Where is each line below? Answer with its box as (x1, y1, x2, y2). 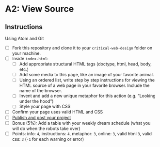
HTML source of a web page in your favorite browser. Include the (19, 82, 150, 88)
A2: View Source (5, 3, 74, 15)
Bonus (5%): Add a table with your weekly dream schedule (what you (12, 120, 151, 126)
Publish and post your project (12, 114, 71, 120)
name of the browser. (19, 88, 62, 94)
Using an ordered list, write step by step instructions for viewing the (19, 77, 155, 83)
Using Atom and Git (5, 35, 44, 41)
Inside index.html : (12, 56, 48, 62)
